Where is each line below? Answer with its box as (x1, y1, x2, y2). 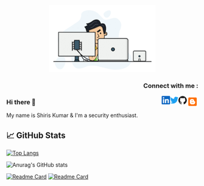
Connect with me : (142, 82, 199, 90)
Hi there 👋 (6, 98, 37, 107)
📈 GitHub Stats (6, 130, 66, 140)
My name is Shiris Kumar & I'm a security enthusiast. (6, 112, 138, 119)
